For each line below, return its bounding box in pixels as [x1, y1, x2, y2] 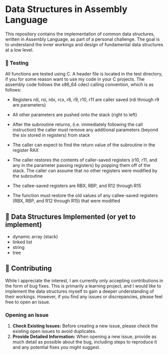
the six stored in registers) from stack [12, 132, 90, 138]
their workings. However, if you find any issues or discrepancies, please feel [5, 293, 163, 300]
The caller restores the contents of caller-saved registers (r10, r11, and [12, 157, 157, 163]
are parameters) [12, 102, 46, 108]
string [12, 244, 25, 250]
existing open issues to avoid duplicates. [12, 328, 97, 334]
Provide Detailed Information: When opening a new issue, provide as [12, 333, 157, 340]
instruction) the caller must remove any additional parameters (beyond [12, 127, 158, 133]
